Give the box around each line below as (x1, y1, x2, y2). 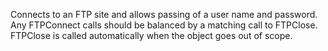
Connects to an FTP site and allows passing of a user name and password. (10, 9, 318, 20)
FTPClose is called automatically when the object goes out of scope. (10, 30, 293, 41)
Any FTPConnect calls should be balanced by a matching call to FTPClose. (10, 19, 318, 31)
